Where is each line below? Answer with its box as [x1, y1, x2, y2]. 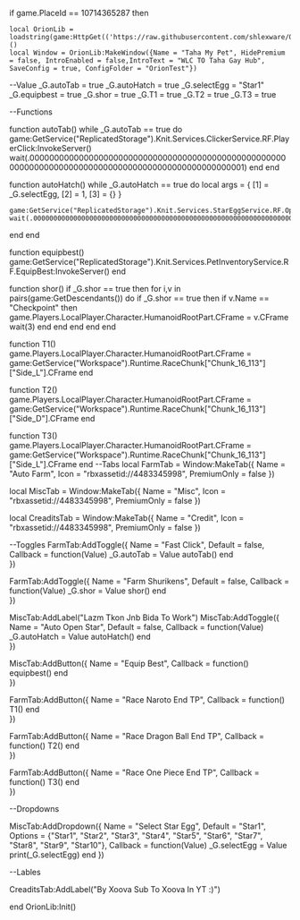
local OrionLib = [9, 25, 74, 34]
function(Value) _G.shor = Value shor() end [9, 585, 167, 596]
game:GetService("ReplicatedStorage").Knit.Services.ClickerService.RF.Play [9, 133, 290, 144]
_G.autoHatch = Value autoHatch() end [9, 631, 152, 642]
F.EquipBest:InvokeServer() [9, 266, 110, 277]
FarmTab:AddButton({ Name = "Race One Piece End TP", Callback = [9, 767, 260, 778]
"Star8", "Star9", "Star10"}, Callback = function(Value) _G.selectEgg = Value [9, 840, 287, 850]
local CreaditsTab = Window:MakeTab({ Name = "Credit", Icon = [9, 513, 245, 523]
